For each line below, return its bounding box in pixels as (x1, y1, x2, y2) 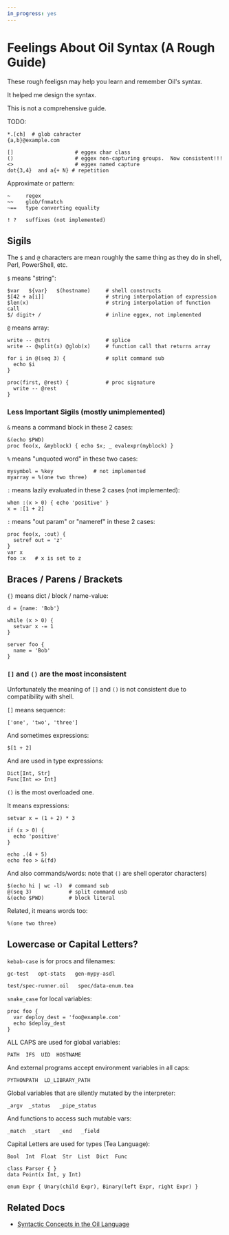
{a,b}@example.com (7, 137, 60, 143)
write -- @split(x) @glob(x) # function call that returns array (7, 343, 211, 350)
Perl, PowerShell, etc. (7, 261, 68, 269)
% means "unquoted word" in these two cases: (7, 454, 138, 463)
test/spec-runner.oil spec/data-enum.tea (7, 982, 134, 990)
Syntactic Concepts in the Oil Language (17, 1220, 130, 1228)
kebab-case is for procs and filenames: (7, 956, 116, 965)
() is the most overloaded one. (7, 787, 94, 796)
